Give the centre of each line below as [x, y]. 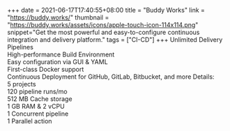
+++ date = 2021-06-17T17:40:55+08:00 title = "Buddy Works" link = [106, 10]
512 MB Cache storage [40, 99]
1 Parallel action [30, 121]
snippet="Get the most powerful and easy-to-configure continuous [103, 32]
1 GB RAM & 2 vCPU [36, 106]
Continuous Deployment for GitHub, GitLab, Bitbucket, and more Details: [111, 77]
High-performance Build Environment [61, 54]
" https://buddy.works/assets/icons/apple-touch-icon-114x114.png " [103, 25]
